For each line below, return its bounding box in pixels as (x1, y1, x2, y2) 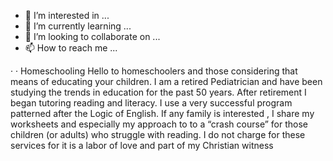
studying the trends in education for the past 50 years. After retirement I (10, 86, 307, 98)
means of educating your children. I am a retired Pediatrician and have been (10, 76, 323, 87)
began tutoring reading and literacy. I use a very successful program (10, 97, 293, 109)
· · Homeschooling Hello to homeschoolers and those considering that (10, 65, 298, 77)
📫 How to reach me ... (24, 42, 118, 54)
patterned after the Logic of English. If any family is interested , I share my (10, 108, 315, 119)
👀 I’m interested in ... (24, 10, 110, 21)
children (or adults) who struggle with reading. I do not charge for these (10, 129, 306, 140)
